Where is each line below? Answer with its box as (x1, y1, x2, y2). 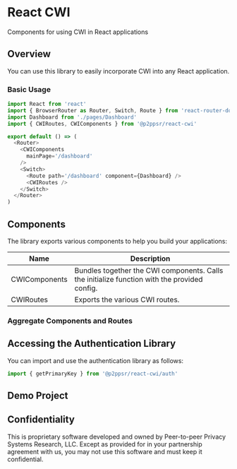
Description (130, 254, 171, 263)
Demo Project (7, 389, 68, 401)
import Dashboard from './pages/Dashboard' (7, 114, 138, 121)
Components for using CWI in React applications (7, 28, 149, 36)
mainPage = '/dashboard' (25, 153, 93, 160)
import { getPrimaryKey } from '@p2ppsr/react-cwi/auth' (7, 370, 178, 377)
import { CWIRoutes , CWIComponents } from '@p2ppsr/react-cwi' (7, 120, 197, 127)
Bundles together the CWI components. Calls (74, 266, 224, 275)
